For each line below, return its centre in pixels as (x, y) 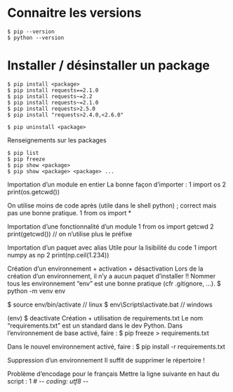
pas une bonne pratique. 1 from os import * (69, 212)
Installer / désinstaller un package (109, 66)
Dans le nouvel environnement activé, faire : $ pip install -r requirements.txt (116, 346)
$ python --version (36, 38)
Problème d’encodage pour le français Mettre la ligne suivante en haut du (113, 374)
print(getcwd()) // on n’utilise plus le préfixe (70, 234)
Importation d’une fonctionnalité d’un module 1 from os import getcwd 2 (111, 227)
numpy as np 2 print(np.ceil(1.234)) (58, 255)
